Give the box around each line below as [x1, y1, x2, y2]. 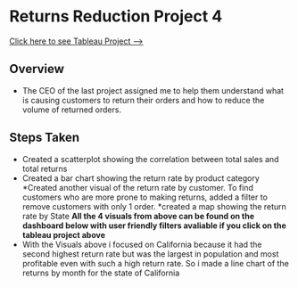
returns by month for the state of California [21, 267, 180, 278]
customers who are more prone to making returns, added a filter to [21, 192, 268, 202]
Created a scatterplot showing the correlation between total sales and [21, 153, 279, 164]
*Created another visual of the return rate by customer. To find [21, 182, 254, 193]
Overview [9, 61, 65, 77]
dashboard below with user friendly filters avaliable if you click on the [21, 220, 287, 231]
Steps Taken [9, 130, 80, 145]
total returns [21, 163, 68, 174]
